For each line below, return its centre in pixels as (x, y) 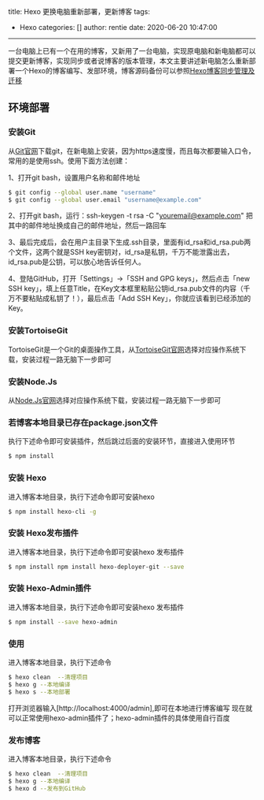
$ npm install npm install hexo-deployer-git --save (96, 567)
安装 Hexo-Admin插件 (50, 588)
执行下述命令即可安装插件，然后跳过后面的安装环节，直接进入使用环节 (122, 441)
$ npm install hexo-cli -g (52, 512)
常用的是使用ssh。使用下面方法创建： (69, 161)
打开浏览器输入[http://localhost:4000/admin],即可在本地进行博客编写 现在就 (130, 708)
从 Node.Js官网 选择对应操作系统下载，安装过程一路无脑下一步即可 (115, 400)
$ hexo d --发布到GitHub (47, 788)
